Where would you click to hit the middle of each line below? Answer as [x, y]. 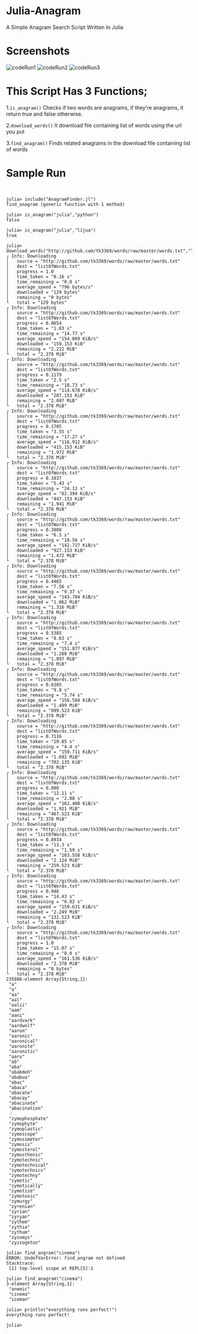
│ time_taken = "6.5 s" [38, 535]
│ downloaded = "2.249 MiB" [43, 912]
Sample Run [36, 173]
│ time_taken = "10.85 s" [41, 741]
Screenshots [38, 51]
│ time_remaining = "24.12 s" [46, 488]
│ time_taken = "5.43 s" [39, 483]
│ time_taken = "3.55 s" [39, 431]
